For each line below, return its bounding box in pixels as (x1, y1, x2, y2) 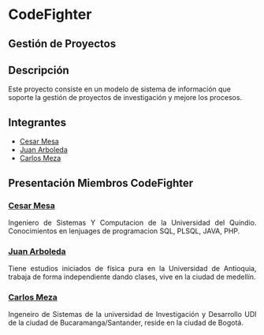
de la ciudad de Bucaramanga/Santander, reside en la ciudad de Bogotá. (8, 318, 244, 328)
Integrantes (8, 116, 67, 129)
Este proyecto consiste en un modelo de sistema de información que (8, 84, 231, 94)
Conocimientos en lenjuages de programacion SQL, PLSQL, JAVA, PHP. (8, 226, 240, 236)
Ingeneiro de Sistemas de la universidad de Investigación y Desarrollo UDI (8, 310, 257, 319)
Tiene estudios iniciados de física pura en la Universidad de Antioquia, (8, 264, 257, 274)
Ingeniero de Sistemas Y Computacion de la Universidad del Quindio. (8, 218, 257, 227)
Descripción (8, 63, 69, 76)
